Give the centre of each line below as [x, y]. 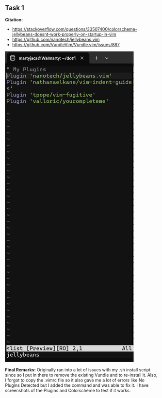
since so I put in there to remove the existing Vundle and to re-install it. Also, [81, 375]
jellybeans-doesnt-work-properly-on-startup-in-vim [64, 34]
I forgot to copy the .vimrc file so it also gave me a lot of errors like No [75, 380]
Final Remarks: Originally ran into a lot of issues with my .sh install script [78, 370]
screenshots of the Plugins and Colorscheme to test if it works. [68, 390]
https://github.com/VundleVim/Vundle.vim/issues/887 [66, 44]
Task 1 [15, 8]
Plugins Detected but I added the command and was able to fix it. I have [77, 385]
